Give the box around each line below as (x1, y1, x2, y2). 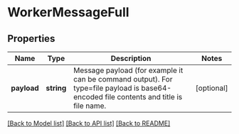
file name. (73, 101, 107, 111)
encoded (73, 92, 103, 101)
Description (110, 54, 152, 63)
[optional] (195, 83, 228, 93)
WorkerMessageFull (7, 4, 129, 21)
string (46, 83, 67, 93)
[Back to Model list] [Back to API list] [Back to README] (7, 119, 171, 128)
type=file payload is (73, 83, 140, 93)
